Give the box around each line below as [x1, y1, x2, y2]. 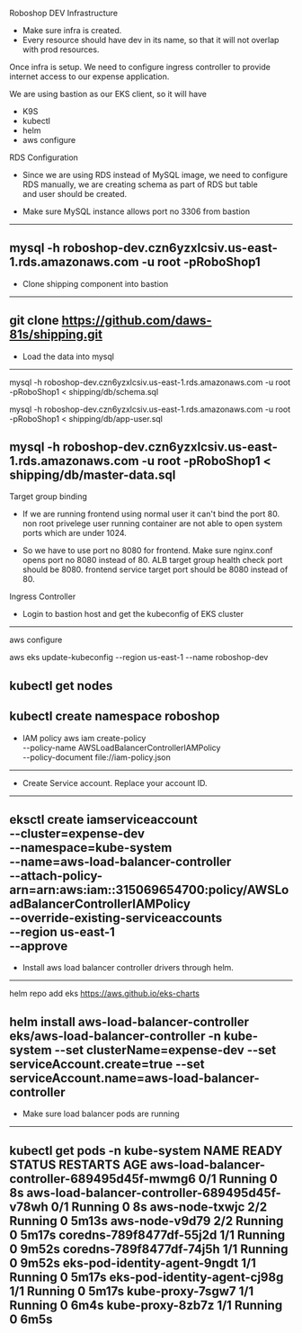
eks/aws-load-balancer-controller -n [9, 1028, 222, 1043]
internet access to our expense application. [9, 71, 170, 82]
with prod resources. [22, 44, 100, 55]
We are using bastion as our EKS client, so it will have [9, 89, 207, 99]
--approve [9, 939, 68, 954]
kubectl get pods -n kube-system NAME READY [9, 1142, 283, 1159]
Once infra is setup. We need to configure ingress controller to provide [9, 62, 271, 72]
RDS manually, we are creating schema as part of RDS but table [22, 179, 258, 190]
